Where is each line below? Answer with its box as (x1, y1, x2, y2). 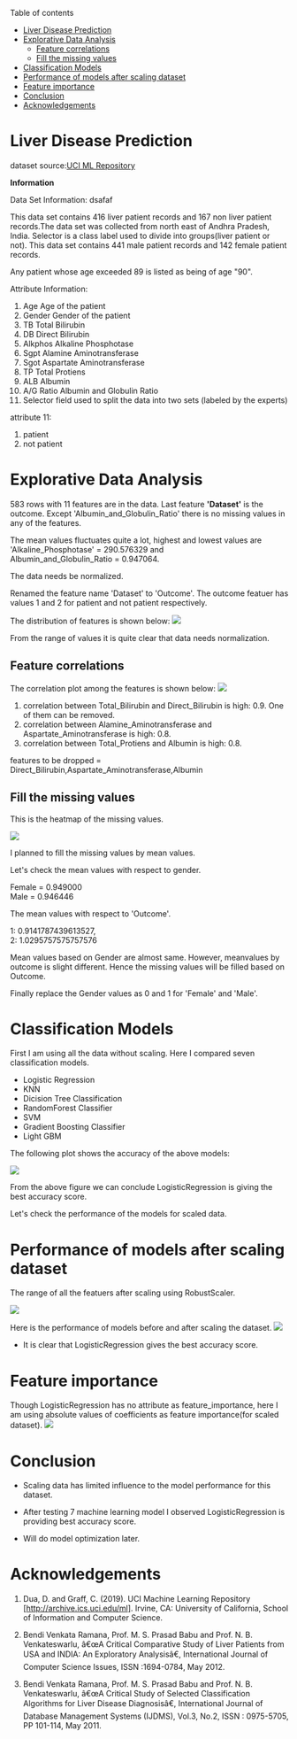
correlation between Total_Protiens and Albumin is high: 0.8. (22, 738, 242, 748)
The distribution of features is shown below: (10, 615, 171, 626)
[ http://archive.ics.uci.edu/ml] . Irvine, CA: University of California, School (22, 1603, 289, 1614)
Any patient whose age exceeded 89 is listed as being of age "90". (10, 266, 253, 277)
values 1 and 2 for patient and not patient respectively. (10, 597, 208, 607)
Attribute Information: (10, 283, 88, 294)
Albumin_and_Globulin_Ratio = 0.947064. (10, 553, 160, 564)
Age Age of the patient (22, 300, 106, 311)
